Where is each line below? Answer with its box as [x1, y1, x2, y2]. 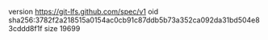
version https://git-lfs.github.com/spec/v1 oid [8, 7, 159, 16]
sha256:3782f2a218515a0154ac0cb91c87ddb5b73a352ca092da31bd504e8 [8, 15, 260, 25]
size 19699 [44, 24, 81, 33]
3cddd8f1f [8, 24, 43, 33]
